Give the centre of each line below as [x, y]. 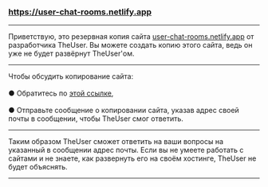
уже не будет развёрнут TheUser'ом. [71, 53]
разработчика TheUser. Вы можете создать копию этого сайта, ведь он [130, 45]
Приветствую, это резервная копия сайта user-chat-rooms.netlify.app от [131, 37]
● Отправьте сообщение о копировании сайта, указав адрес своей [124, 111]
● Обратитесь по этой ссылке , [61, 93]
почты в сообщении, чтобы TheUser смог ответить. [96, 119]
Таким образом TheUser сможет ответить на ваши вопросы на [116, 142]
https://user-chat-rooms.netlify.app [80, 12]
